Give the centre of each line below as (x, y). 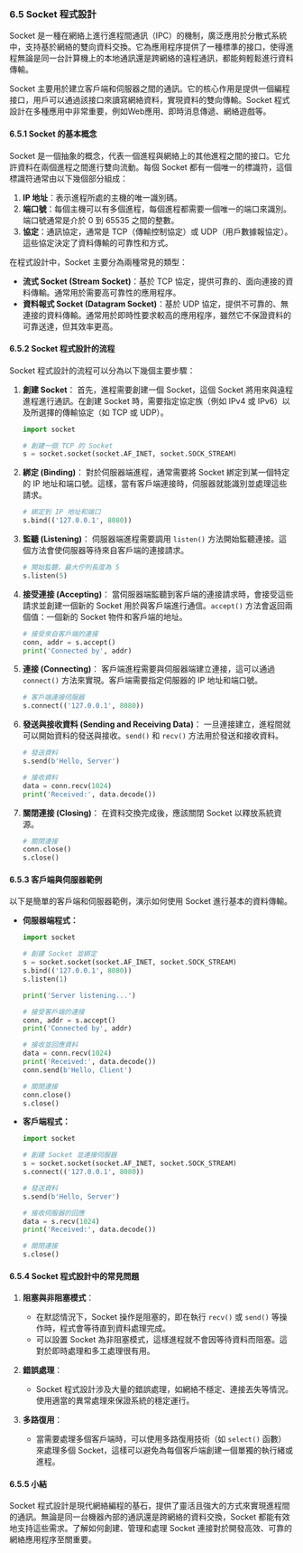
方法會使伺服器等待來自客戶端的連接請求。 (110, 551)
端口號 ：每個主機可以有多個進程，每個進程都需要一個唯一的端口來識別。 (156, 209)
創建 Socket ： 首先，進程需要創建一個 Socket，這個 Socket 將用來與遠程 (158, 390)
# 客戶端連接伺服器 (54, 698)
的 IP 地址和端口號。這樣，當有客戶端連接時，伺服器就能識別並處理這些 (155, 484)
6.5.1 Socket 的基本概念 (53, 134)
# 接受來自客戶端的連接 (60, 634)
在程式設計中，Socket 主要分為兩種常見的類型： (98, 262)
